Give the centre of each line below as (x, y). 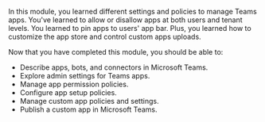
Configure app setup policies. (68, 93)
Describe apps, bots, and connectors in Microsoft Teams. (114, 67)
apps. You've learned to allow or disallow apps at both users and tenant (125, 20)
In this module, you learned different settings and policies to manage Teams (132, 11)
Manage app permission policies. (74, 84)
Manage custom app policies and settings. (89, 101)
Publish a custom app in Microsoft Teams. (88, 109)
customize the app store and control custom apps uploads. (105, 36)
